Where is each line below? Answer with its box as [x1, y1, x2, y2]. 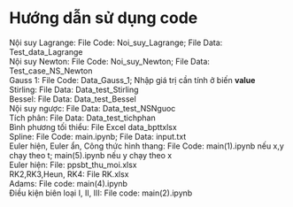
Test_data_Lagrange [9, 46, 83, 57]
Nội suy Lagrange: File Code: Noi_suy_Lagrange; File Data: [9, 37, 223, 48]
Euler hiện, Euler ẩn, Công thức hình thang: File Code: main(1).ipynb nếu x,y [9, 141, 285, 151]
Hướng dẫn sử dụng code [9, 8, 198, 28]
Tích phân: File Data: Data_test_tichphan [9, 112, 157, 123]
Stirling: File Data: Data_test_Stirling [9, 84, 139, 95]
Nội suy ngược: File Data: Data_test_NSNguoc [9, 103, 176, 113]
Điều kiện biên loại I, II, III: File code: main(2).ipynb [9, 188, 193, 198]
